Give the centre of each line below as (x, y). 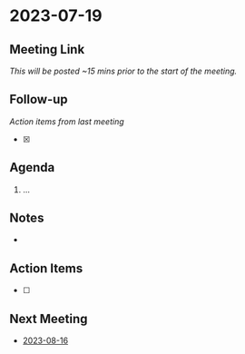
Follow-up (39, 99)
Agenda (32, 167)
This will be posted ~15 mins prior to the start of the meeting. (123, 71)
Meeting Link (47, 49)
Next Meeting (49, 319)
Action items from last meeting (67, 121)
